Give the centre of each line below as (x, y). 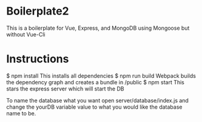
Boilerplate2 (38, 11)
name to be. (21, 113)
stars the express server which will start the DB (65, 89)
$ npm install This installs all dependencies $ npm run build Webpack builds (101, 76)
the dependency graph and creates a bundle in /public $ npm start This (96, 82)
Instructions (38, 59)
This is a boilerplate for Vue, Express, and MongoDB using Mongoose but (98, 28)
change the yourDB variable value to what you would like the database (94, 107)
